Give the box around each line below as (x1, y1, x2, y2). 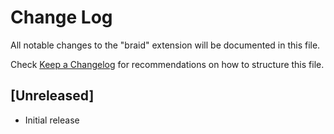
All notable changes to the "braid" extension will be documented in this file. (10, 39, 321, 51)
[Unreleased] (10, 87, 95, 105)
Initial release (24, 114, 80, 126)
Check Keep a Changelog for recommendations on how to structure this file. (10, 58, 325, 70)
